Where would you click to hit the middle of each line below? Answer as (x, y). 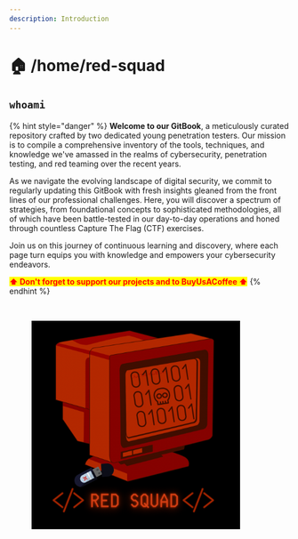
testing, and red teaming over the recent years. (95, 164)
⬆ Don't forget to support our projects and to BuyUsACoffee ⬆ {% (135, 281)
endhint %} (30, 291)
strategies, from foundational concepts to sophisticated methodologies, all (145, 209)
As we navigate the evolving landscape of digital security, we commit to (141, 181)
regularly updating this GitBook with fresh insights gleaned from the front (143, 190)
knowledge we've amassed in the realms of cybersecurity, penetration (138, 154)
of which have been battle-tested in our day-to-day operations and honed (145, 219)
